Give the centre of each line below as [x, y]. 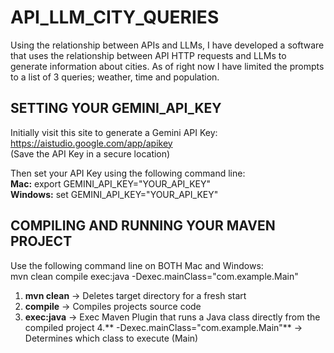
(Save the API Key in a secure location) [90, 153]
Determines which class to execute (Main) [111, 338]
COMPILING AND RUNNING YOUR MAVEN [143, 226]
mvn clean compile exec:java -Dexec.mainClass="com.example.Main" [154, 276]
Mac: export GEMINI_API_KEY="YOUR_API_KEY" [111, 183]
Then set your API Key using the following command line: [128, 173]
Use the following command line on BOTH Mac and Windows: [137, 265]
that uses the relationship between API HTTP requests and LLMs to [148, 55]
